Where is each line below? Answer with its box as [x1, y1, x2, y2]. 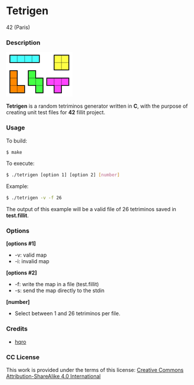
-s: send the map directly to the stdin [14, 287, 105, 294]
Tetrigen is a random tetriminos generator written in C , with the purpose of [6, 102, 188, 110]
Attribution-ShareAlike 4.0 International [6, 373, 101, 380]
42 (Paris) [6, 24, 31, 31]
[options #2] [6, 269, 37, 276]
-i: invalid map [14, 258, 50, 265]
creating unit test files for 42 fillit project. [6, 109, 106, 116]
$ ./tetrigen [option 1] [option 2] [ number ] [6, 172, 120, 178]
